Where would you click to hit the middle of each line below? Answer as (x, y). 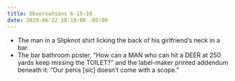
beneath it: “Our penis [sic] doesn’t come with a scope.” (98, 70)
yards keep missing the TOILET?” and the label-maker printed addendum (123, 62)
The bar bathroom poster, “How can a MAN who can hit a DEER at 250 (119, 55)
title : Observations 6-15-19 (50, 14)
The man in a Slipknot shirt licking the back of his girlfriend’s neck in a (119, 40)
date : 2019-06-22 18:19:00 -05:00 (58, 20)
